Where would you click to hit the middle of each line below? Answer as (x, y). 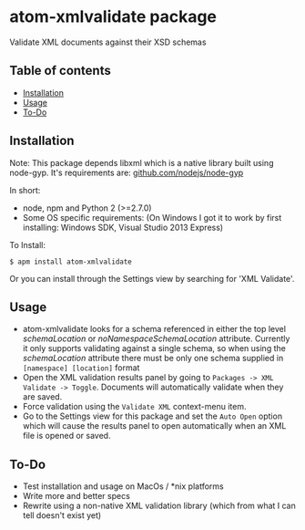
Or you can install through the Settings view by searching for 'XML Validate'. (152, 278)
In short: (25, 190)
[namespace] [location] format (81, 368)
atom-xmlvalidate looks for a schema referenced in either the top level (154, 329)
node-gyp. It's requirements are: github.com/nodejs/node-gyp (127, 172)
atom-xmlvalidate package (113, 17)
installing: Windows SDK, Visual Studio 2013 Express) (123, 227)
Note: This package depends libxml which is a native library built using (142, 162)
